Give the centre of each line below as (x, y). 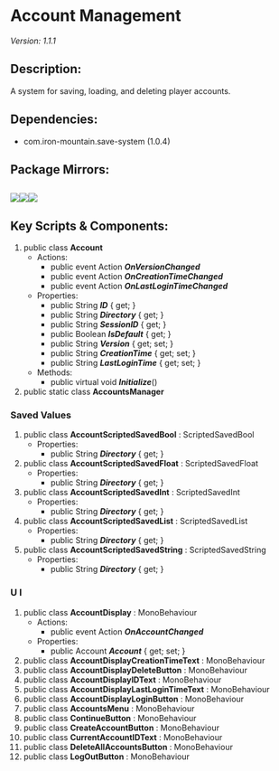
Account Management (96, 16)
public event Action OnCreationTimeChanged (137, 277)
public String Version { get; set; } (112, 343)
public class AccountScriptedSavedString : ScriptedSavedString (144, 550)
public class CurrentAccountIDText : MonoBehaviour (123, 737)
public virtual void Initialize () (104, 382)
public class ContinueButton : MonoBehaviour (110, 718)
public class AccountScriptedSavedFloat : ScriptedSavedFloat (140, 464)
